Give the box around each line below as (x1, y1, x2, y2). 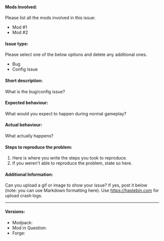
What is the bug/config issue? (5, 88, 65, 94)
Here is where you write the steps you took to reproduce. (12, 155, 127, 161)
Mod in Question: (12, 225, 47, 231)
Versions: (5, 209, 25, 214)
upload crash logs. (5, 193, 42, 199)
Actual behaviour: (5, 122, 42, 128)
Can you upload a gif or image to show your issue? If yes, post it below (5, 182, 148, 188)
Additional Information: (5, 171, 54, 177)
